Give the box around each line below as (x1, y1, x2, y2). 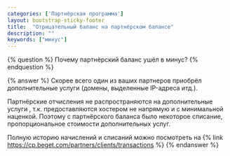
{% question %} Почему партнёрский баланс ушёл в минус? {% (7, 55, 198, 64)
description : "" (7, 29, 55, 37)
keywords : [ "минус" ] (7, 36, 68, 43)
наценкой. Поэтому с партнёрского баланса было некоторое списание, (7, 113, 223, 121)
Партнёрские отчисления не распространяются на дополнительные (7, 97, 213, 106)
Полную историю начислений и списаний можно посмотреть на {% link (7, 134, 223, 142)
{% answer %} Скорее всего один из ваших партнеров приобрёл (7, 76, 202, 85)
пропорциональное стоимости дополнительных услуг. (7, 120, 171, 128)
